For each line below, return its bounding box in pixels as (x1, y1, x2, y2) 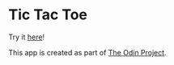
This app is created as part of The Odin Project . (8, 47, 168, 57)
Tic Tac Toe (8, 6, 87, 24)
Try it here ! (8, 32, 45, 42)
